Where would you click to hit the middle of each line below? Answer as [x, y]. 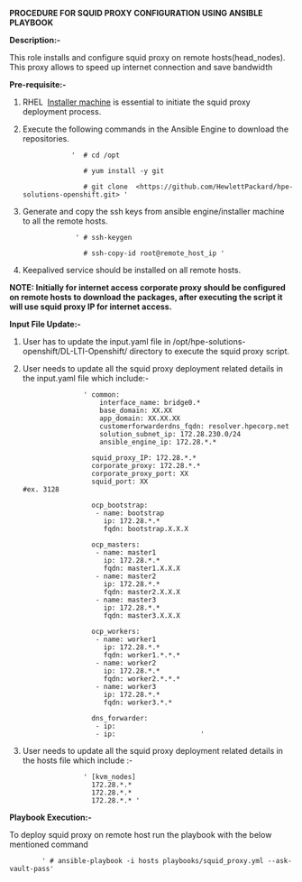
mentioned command [49, 844]
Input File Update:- [45, 324]
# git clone [105, 187]
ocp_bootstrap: [120, 505]
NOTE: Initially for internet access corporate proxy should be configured [147, 287]
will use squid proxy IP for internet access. [91, 307]
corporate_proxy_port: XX [140, 473]
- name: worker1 [126, 639]
